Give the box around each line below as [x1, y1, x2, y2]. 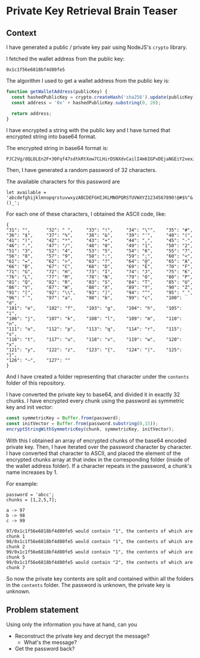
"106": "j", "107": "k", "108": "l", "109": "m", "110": [6, 316, 183, 322]
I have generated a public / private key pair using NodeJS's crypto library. [6, 43, 187, 51]
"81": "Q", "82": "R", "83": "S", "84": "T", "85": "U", [6, 279, 193, 285]
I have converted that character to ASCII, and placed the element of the [6, 450, 182, 457]
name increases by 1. [6, 469, 58, 476]
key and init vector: [6, 404, 54, 411]
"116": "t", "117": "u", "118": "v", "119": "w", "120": [6, 336, 183, 343]
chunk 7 [6, 565, 26, 570]
